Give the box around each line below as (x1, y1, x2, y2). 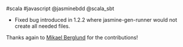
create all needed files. (14, 23, 71, 29)
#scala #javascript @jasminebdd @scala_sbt (6, 5, 115, 12)
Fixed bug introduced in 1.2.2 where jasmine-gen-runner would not (14, 16, 178, 23)
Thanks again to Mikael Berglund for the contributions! (6, 34, 138, 41)
